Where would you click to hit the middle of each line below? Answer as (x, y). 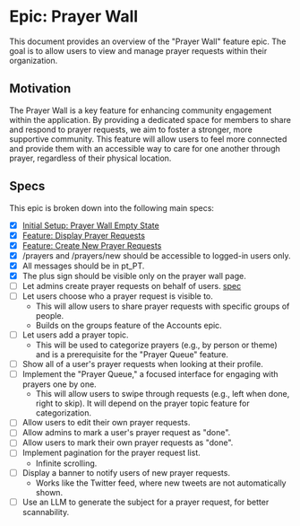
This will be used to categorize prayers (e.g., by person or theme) (156, 345)
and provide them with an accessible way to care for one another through (145, 148)
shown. (49, 492)
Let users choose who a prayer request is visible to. (117, 296)
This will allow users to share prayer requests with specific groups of (163, 306)
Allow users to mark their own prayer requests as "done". (128, 443)
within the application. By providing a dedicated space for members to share (150, 119)
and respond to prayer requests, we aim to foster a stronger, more (131, 129)
